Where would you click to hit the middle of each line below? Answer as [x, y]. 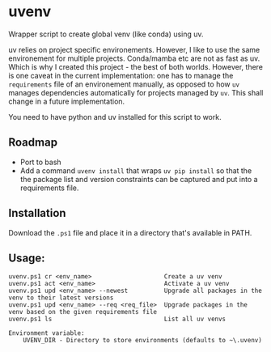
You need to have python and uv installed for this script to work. [115, 117]
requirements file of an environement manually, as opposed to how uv [124, 84]
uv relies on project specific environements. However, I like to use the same [134, 49]
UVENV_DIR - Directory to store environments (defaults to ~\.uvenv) [143, 341]
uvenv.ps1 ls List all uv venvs [117, 319]
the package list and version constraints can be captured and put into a [139, 179]
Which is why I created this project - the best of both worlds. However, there [136, 66]
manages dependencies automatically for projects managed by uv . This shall [136, 92]
